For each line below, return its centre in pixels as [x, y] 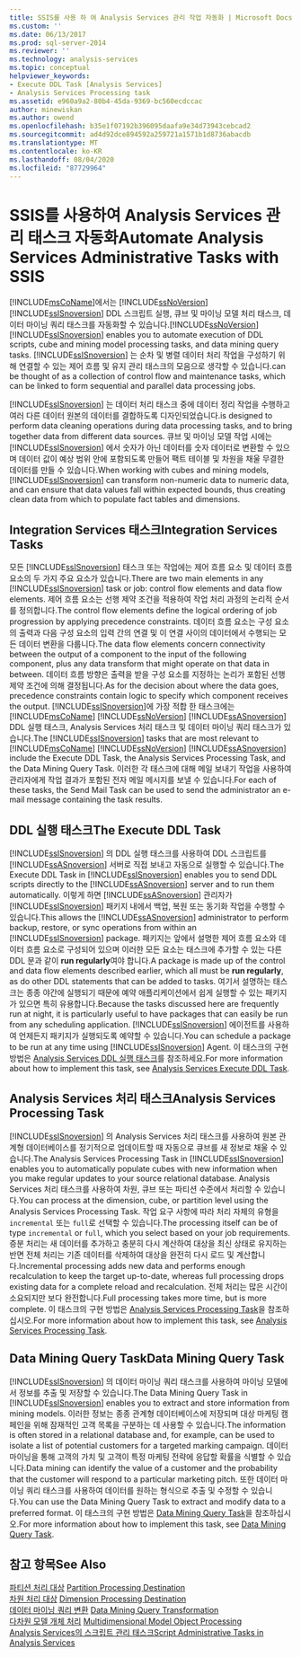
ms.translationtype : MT [54, 143]
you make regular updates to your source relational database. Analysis [140, 1178]
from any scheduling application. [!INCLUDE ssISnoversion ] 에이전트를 [137, 1024]
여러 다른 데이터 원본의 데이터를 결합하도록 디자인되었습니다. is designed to [141, 416]
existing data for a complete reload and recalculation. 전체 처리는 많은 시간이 [148, 1286]
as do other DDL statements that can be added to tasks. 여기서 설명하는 [140, 981]
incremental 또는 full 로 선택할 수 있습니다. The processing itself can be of [144, 1222]
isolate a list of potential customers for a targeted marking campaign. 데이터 [149, 1445]
